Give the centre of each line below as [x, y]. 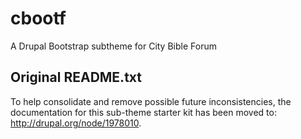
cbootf [38, 18]
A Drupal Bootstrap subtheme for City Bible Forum [113, 46]
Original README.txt [76, 77]
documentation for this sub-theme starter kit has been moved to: [143, 112]
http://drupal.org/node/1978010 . [76, 123]
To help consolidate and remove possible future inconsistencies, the [151, 101]
